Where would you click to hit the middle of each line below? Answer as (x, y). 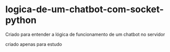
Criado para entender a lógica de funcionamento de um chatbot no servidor (85, 34)
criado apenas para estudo (34, 44)
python (21, 20)
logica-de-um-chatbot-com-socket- (84, 9)
